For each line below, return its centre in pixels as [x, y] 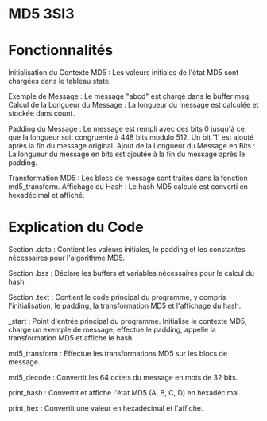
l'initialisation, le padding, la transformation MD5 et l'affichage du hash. [125, 306]
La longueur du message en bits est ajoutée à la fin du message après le [127, 154]
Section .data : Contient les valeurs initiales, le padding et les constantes [127, 250]
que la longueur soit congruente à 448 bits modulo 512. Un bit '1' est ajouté [131, 137]
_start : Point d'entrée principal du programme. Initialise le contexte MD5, [128, 321]
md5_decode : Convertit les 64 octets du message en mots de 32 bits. [123, 378]
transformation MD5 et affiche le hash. [72, 338]
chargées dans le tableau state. [60, 81]
